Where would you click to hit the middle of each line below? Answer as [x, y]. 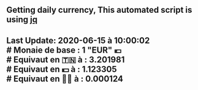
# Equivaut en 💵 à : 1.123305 [62, 69]
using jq [22, 20]
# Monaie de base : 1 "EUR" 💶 [64, 50]
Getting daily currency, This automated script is [99, 10]
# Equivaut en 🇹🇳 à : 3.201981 [66, 60]
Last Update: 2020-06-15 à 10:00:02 [78, 40]
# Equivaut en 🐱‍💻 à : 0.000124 [65, 79]
